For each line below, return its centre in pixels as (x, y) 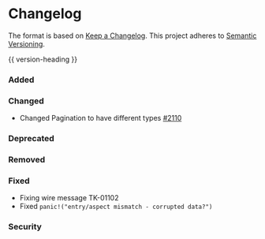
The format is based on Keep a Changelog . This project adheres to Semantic (132, 35)
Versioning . (27, 43)
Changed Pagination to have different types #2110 (101, 118)
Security (25, 227)
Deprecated (32, 139)
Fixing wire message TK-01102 (69, 198)
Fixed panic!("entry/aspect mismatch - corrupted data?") (116, 207)
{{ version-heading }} (43, 59)
